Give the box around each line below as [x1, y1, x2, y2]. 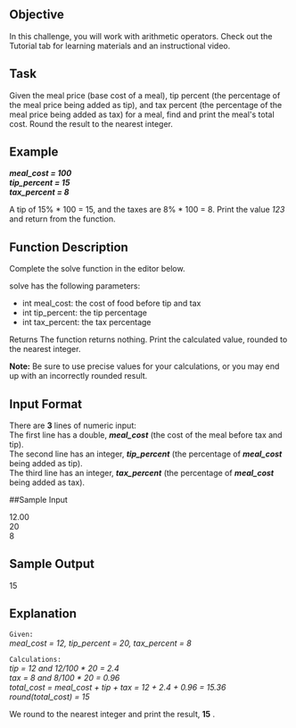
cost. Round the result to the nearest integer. [9, 118, 174, 129]
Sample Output [9, 556, 95, 572]
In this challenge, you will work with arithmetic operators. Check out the [9, 30, 273, 41]
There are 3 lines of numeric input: [9, 420, 136, 431]
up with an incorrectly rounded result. [9, 371, 148, 381]
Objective [9, 7, 65, 22]
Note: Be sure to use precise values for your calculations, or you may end [9, 361, 280, 372]
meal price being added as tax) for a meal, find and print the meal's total [9, 109, 275, 120]
